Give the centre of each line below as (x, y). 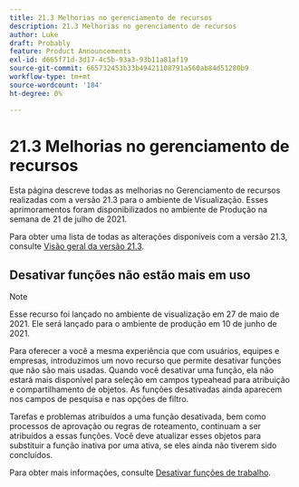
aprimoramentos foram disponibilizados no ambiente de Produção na (139, 210)
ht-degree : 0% (36, 93)
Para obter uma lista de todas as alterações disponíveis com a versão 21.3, (149, 237)
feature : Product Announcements (70, 52)
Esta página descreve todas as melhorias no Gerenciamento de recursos (145, 190)
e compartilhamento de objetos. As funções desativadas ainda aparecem (146, 389)
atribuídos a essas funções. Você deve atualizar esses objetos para (135, 436)
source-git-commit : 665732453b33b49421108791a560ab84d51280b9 (129, 69)
